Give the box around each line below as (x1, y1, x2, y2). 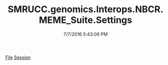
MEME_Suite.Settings (39, 14, 132, 26)
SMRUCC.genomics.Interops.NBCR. (7, 4, 164, 15)
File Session (5, 54, 31, 60)
